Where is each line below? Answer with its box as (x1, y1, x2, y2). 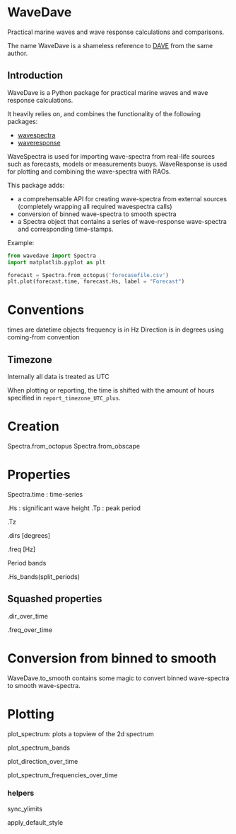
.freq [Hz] (7, 545, 36, 553)
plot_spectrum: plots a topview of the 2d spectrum (7, 729, 154, 738)
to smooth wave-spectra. (7, 681, 81, 689)
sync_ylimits (7, 804, 43, 813)
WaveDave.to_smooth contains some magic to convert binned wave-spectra (7, 674, 230, 682)
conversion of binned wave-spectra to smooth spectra (17, 210, 177, 218)
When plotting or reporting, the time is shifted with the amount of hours (7, 386, 215, 394)
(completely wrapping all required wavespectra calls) (17, 202, 172, 210)
